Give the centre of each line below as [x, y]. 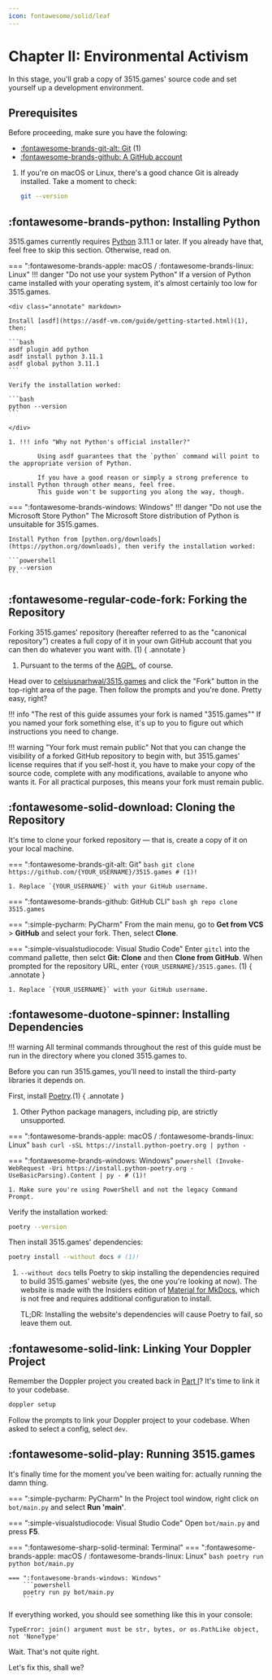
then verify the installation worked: [190, 546]
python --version [38, 407]
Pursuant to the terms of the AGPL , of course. [96, 665]
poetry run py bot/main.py [69, 1592]
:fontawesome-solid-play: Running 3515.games [132, 1454]
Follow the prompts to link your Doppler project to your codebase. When [129, 1420]
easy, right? [28, 698]
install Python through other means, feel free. [92, 485]
